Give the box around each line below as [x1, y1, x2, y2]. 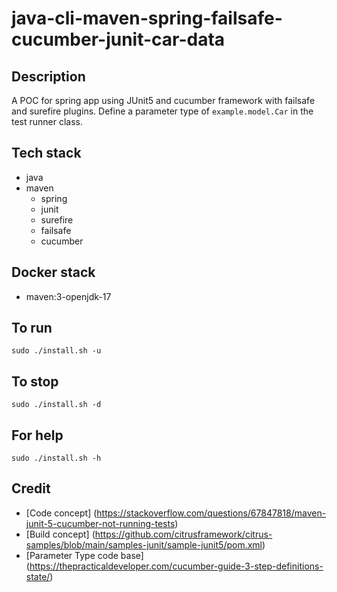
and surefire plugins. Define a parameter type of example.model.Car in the [11, 105, 314, 117]
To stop [11, 373, 59, 390]
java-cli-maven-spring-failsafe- [11, 7, 283, 30]
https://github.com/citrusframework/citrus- [94, 528, 273, 540]
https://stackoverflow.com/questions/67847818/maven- [96, 507, 327, 519]
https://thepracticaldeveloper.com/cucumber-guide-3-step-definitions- [29, 560, 324, 572]
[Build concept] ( [25, 528, 96, 540]
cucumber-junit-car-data [11, 28, 226, 51]
